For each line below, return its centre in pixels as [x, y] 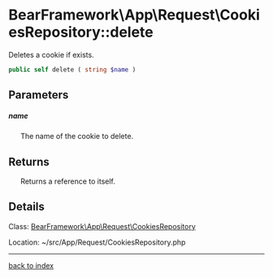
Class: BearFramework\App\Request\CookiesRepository [102, 226]
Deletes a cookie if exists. [52, 54]
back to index [31, 265]
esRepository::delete [81, 32]
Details [26, 207]
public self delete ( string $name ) [72, 69]
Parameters [39, 95]
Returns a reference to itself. [68, 181]
